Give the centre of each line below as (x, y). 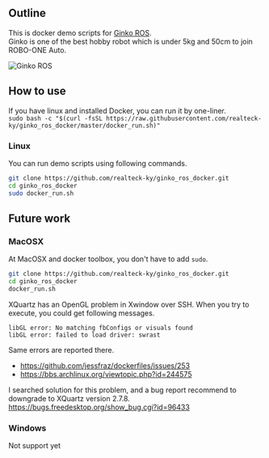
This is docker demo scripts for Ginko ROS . (80, 32)
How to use (37, 91)
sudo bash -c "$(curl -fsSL (56, 118)
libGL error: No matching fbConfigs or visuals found (101, 328)
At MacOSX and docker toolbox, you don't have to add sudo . (108, 259)
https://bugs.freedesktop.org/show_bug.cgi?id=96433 (99, 407)
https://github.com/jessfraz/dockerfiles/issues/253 (105, 365)
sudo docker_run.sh (41, 193)
